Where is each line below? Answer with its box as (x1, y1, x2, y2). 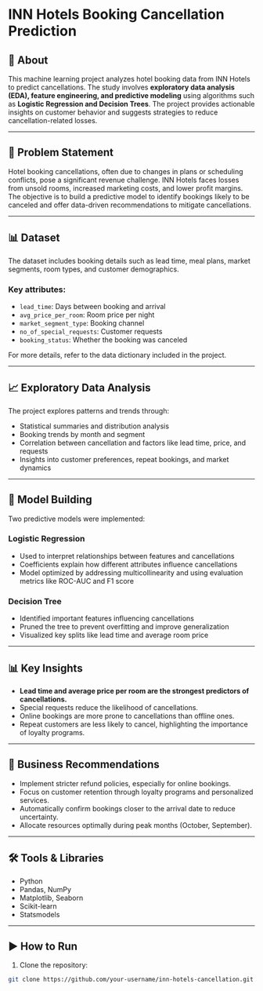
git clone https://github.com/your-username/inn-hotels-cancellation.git (8, 975, 254, 984)
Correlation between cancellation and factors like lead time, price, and (19, 438, 247, 447)
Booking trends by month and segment (19, 429, 146, 439)
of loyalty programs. (19, 727, 85, 737)
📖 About (8, 53, 49, 67)
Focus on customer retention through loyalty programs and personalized (19, 787, 254, 796)
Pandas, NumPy (19, 884, 72, 894)
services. (19, 795, 49, 805)
